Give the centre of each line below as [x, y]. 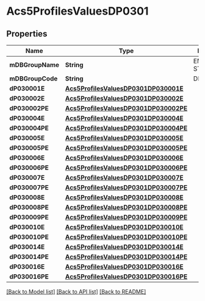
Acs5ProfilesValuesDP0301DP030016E [124, 267]
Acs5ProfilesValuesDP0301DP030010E [124, 227]
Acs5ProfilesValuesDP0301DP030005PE [126, 148]
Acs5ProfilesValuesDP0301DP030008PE [126, 207]
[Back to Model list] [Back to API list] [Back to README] [76, 292]
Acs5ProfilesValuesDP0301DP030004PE [126, 128]
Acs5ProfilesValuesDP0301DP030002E [124, 98]
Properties [27, 34]
